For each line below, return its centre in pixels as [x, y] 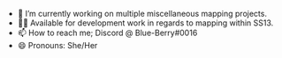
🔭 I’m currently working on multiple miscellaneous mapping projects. [142, 14]
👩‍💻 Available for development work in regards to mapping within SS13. [145, 23]
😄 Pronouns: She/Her [57, 45]
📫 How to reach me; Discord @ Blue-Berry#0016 [107, 33]
